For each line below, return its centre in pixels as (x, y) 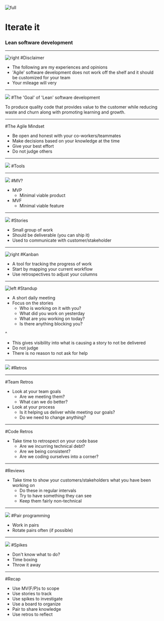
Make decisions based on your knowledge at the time (66, 141)
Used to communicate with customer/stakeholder (62, 240)
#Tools (18, 166)
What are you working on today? (52, 319)
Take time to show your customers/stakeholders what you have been (82, 480)
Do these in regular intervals (48, 491)
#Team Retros (19, 382)
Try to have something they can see (55, 496)
